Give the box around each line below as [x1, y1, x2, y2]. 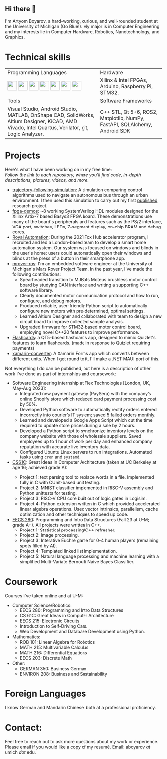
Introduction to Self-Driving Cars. [19, 623, 88, 629]
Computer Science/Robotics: [12, 602, 72, 608]
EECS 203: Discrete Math [19, 655, 72, 661]
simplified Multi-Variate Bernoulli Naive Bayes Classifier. [19, 558, 135, 564]
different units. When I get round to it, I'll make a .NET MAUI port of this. [12, 356, 160, 362]
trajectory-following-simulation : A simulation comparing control [12, 187, 143, 193]
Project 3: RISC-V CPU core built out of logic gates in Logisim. [19, 495, 147, 501]
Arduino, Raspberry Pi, [100, 83, 153, 90]
